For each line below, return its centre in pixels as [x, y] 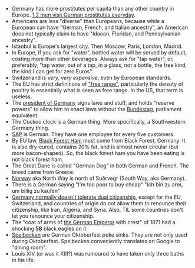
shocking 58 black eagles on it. [50, 228]
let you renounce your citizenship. [53, 216]
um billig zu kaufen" [36, 191]
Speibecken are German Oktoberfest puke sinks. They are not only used [99, 235]
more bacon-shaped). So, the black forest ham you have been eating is [98, 153]
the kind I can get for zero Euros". [52, 71]
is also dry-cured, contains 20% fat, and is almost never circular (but [95, 147]
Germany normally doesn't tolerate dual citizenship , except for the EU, [97, 197]
